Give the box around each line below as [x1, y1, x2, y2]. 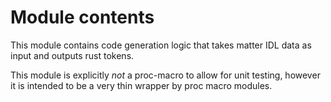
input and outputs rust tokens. [10, 49, 135, 61]
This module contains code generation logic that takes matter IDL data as [10, 39, 312, 51]
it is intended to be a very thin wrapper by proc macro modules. [10, 79, 273, 91]
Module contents [10, 6, 155, 29]
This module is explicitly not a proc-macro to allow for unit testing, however [10, 69, 321, 81]
